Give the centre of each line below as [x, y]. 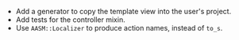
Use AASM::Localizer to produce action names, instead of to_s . [119, 28]
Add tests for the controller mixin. [70, 20]
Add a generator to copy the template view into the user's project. [123, 11]
